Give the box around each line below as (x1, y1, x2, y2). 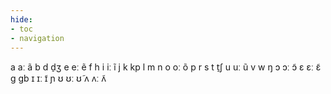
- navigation (10, 33, 65, 43)
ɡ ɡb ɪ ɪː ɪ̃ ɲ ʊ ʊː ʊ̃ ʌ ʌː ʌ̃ (10, 72, 107, 85)
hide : (10, 14, 33, 25)
